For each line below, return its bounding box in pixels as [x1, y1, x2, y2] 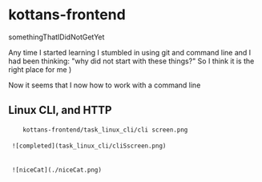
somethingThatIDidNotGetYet [8, 32, 105, 42]
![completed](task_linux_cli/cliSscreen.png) [11, 142, 167, 150]
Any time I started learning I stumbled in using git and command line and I [8, 47, 252, 57]
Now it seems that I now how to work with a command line [8, 80, 201, 90]
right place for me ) [8, 64, 72, 74]
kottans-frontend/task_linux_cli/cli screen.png [22, 126, 188, 134]
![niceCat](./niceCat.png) [11, 166, 103, 174]
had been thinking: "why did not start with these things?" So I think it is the [8, 56, 255, 66]
